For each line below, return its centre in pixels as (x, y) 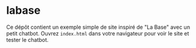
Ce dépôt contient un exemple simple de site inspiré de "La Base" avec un (98, 27)
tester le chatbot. (27, 40)
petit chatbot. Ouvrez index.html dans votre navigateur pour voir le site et (98, 33)
